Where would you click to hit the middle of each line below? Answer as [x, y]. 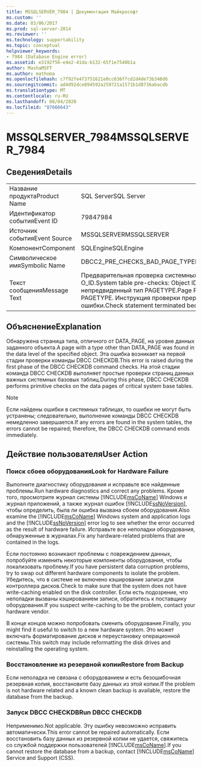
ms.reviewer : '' [26, 34]
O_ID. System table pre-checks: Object [136, 282]
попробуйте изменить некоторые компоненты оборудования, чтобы [94, 560]
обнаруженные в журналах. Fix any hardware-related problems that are [96, 536]
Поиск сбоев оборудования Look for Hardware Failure [87, 471]
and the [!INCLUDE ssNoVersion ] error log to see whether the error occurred [100, 523]
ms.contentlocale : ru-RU [37, 96]
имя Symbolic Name [37, 265]
